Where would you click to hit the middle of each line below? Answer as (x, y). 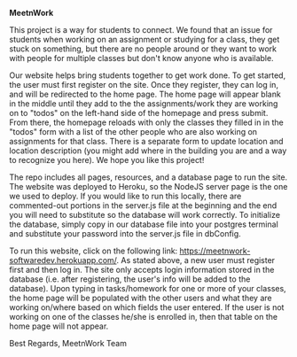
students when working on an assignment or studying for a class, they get (145, 39)
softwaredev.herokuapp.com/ (63, 260)
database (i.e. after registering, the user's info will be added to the (130, 279)
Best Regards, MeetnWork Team (68, 343)
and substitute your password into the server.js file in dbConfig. (125, 233)
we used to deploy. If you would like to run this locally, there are (125, 196)
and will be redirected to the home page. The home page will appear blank (145, 94)
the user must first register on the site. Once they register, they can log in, (144, 85)
